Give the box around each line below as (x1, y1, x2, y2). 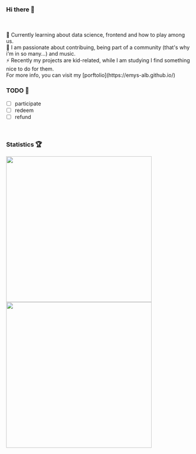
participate (14, 100, 41, 107)
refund (14, 113, 31, 120)
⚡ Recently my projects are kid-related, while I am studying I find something (6, 57, 190, 64)
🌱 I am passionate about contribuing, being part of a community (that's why (6, 44, 190, 51)
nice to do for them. (6, 65, 54, 73)
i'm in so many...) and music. (6, 50, 76, 57)
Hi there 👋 (6, 5, 35, 14)
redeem (14, 107, 34, 114)
